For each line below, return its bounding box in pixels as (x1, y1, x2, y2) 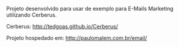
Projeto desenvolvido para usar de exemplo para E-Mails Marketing (6, 5, 174, 12)
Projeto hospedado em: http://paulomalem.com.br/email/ (6, 35, 148, 41)
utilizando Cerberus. (6, 11, 57, 18)
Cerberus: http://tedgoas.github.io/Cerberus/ (6, 23, 119, 30)
